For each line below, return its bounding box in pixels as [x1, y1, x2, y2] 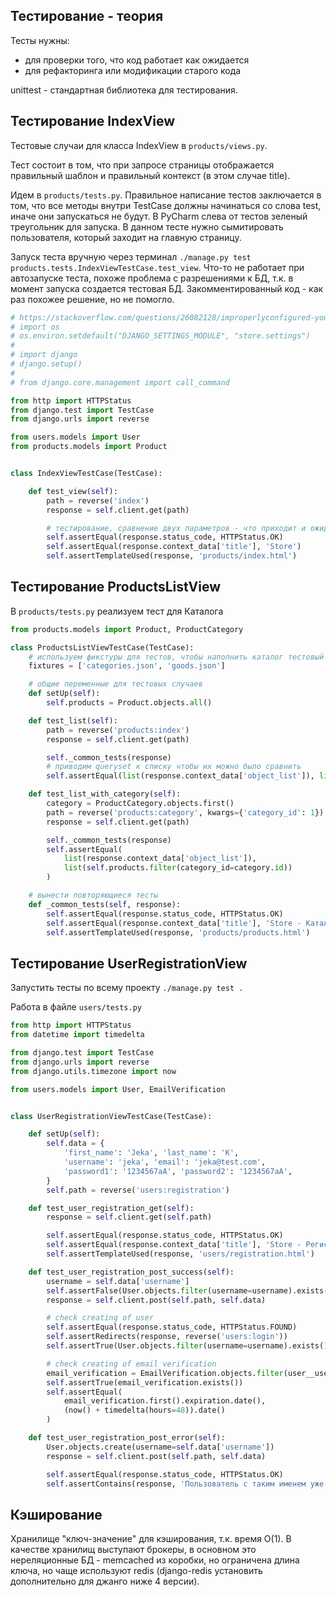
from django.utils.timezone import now [10, 1066, 177, 1076]
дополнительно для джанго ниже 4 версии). [10, 1575, 200, 1588]
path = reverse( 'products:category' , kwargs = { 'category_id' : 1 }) [46, 807, 325, 818]
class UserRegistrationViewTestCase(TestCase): [10, 1111, 213, 1121]
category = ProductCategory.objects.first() [46, 799, 235, 809]
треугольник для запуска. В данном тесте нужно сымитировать [10, 220, 284, 233]
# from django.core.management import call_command [10, 377, 230, 388]
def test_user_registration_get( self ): [28, 1203, 195, 1213]
